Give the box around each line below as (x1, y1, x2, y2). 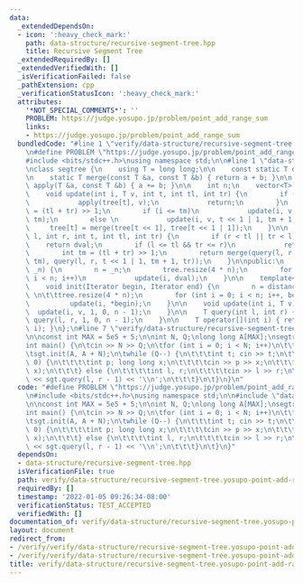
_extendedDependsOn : (17, 22, 95, 31)
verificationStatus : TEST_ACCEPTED (17, 501, 151, 510)
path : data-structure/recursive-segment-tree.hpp (25, 38, 216, 48)
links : (25, 123, 50, 132)
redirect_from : (9, 534, 67, 543)
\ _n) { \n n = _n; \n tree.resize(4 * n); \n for (25, 266, 293, 275)
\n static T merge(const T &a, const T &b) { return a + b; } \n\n (25, 173, 293, 182)
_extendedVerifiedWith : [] (17, 64, 119, 73)
